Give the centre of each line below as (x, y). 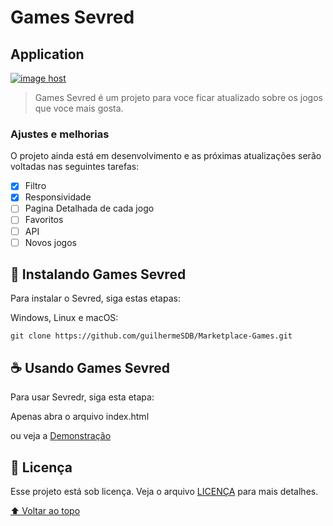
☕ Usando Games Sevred (90, 367)
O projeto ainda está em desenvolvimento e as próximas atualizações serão (166, 156)
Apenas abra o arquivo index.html (80, 417)
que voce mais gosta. (79, 108)
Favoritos (44, 220)
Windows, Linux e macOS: (64, 318)
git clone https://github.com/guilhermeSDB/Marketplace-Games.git (151, 336)
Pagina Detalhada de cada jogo (89, 208)
